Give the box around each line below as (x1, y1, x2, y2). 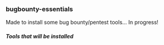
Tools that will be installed (5, 32, 74, 40)
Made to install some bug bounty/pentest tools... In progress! (5, 19, 159, 26)
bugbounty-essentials (5, 5, 74, 13)
